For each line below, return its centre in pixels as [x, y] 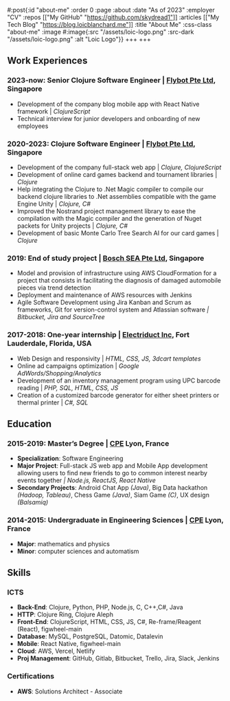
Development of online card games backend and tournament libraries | [117, 174]
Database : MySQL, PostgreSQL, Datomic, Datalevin [90, 636]
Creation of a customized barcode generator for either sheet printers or [118, 395]
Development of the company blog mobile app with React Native [108, 104]
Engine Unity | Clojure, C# [54, 204]
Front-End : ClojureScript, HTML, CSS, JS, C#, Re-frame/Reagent [109, 622]
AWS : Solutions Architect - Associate [70, 691]
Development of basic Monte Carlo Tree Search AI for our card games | [118, 233]
